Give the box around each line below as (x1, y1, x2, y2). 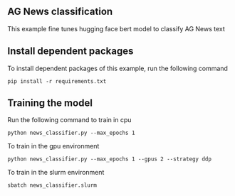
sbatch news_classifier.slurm (7, 182, 98, 189)
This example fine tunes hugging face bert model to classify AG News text (7, 24, 226, 33)
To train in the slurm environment (7, 168, 105, 177)
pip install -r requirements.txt (7, 77, 107, 85)
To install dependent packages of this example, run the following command (7, 64, 228, 72)
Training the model (7, 97, 93, 109)
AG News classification (7, 6, 113, 18)
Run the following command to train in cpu (7, 116, 132, 124)
